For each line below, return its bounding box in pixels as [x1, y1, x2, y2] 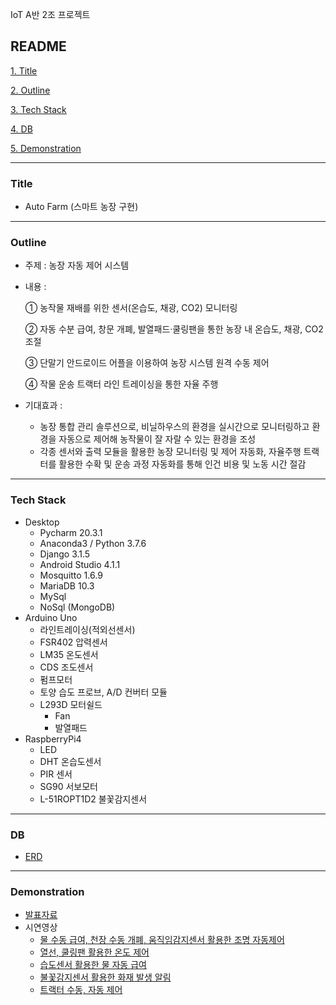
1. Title [10, 64, 38, 77]
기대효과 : [24, 399, 63, 412]
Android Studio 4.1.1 [39, 558, 121, 570]
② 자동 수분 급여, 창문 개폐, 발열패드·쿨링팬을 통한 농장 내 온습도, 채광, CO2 [24, 323, 324, 335]
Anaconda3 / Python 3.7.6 [39, 537, 147, 549]
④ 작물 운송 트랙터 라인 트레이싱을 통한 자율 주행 [24, 378, 219, 390]
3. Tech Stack [10, 103, 67, 115]
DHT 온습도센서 [39, 755, 102, 767]
